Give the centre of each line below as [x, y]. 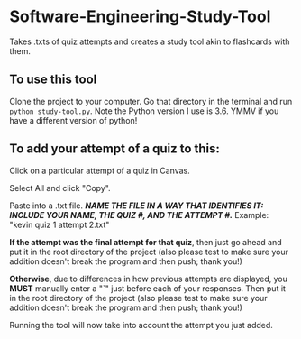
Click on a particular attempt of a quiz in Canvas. [100, 170]
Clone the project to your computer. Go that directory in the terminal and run [151, 101]
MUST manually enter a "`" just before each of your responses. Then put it [148, 288]
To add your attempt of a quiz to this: [115, 149]
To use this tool [53, 80]
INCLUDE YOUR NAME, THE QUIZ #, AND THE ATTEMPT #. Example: [139, 215]
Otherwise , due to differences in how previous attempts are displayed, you [149, 279]
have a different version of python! [73, 120]
